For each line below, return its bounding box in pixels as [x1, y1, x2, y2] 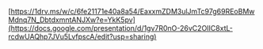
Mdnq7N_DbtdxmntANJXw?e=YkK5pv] [8, 15, 136, 24]
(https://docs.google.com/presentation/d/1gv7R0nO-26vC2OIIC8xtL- [8, 24, 234, 32]
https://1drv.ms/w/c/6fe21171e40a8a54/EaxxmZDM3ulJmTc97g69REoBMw [10, 7, 255, 16]
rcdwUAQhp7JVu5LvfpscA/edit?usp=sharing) [8, 32, 157, 41]
